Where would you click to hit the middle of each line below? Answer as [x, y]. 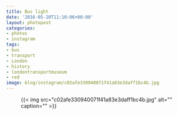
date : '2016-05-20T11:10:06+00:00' [50, 17]
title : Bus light [27, 11]
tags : [13, 45]
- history [18, 66]
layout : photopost [29, 22]
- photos [17, 34]
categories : [21, 28]
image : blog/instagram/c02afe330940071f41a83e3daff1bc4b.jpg [83, 83]
